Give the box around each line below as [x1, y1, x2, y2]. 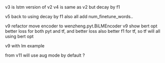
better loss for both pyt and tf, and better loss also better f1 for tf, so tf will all [5, 28, 161, 34]
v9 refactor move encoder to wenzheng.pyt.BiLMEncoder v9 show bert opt [5, 23, 158, 29]
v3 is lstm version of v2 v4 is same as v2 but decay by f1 [5, 4, 120, 10]
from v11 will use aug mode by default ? [5, 52, 85, 58]
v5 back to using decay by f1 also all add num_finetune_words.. [5, 14, 133, 19]
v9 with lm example [5, 43, 45, 48]
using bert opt [5, 34, 34, 39]
